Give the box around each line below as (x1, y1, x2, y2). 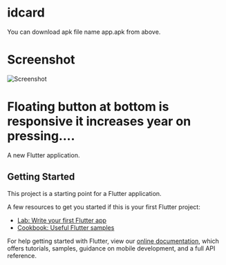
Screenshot (7, 52, 75, 68)
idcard (7, 5, 45, 21)
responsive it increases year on (7, 114, 191, 129)
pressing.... (7, 128, 75, 144)
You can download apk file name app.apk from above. (7, 28, 161, 36)
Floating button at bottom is (7, 99, 169, 115)
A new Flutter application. (7, 150, 80, 159)
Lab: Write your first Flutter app (17, 216, 107, 224)
